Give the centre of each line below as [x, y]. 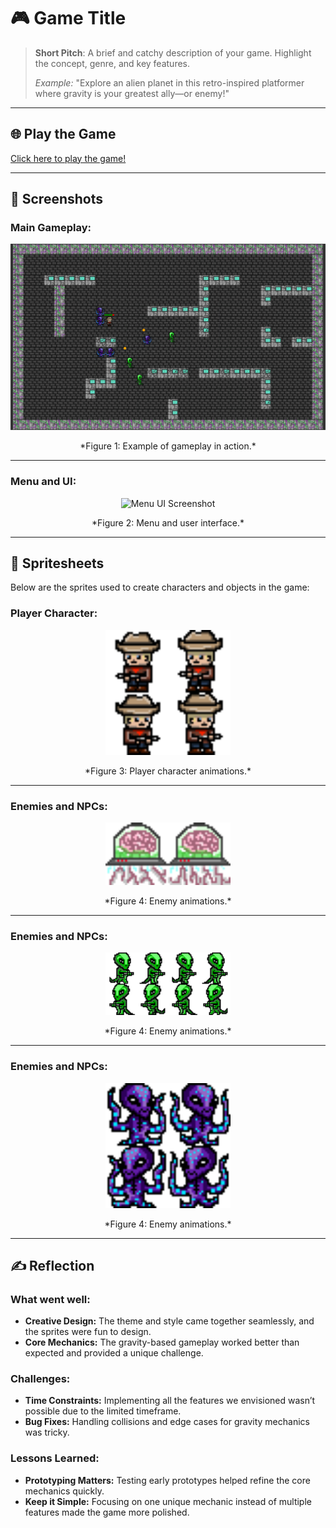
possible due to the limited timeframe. [103, 1411]
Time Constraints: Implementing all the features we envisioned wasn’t [170, 1401]
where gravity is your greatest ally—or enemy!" [132, 93]
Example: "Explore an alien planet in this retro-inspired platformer [169, 82]
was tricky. [47, 1432]
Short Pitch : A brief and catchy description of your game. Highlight [173, 52]
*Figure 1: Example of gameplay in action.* [168, 446]
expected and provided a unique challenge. [114, 1353]
